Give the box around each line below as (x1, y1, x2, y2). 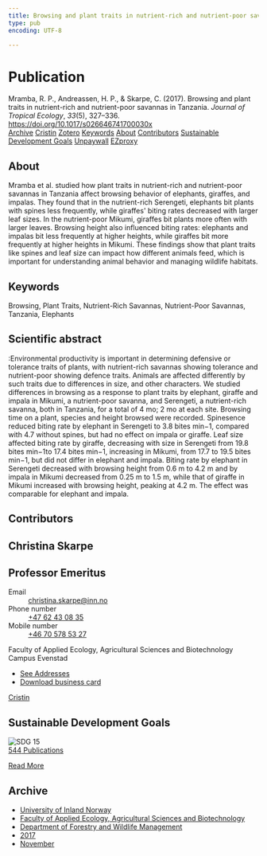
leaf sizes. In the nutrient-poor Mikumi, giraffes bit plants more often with (8, 214, 248, 224)
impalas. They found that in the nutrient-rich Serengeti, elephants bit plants (8, 197, 254, 207)
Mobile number (8, 621, 58, 631)
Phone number (8, 604, 57, 614)
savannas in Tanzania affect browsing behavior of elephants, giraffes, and (8, 189, 250, 199)
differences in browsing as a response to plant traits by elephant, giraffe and (8, 387, 258, 397)
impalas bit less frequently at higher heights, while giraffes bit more (8, 232, 229, 241)
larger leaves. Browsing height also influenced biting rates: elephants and (8, 223, 249, 233)
